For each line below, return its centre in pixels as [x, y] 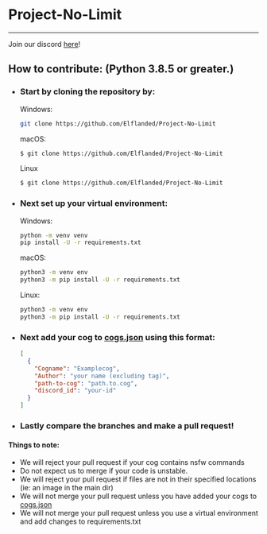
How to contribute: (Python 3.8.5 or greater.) [121, 69]
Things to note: [34, 445]
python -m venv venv [54, 235]
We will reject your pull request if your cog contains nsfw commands [132, 462]
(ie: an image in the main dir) [66, 488]
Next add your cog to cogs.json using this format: [118, 337]
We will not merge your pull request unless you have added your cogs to [138, 496]
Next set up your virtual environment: [94, 203]
